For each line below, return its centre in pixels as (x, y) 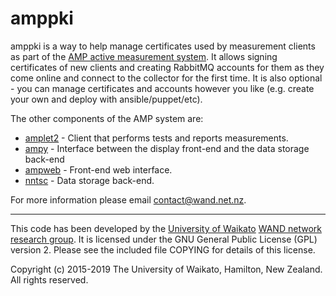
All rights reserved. (49, 279)
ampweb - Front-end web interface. (98, 169)
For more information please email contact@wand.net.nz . (128, 199)
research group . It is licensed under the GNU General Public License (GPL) (164, 239)
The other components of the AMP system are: (107, 118)
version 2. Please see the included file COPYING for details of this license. (163, 249)
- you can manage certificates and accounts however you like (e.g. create (162, 88)
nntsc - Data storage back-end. (89, 180)
